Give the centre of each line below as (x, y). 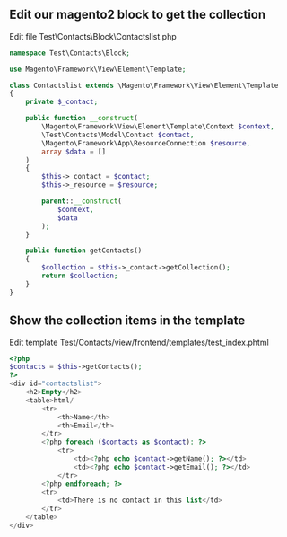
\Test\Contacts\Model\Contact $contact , (118, 135)
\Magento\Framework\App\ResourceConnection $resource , (146, 143)
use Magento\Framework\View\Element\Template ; (98, 69)
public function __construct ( (82, 119)
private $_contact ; (62, 102)
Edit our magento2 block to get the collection (138, 15)
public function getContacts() (84, 251)
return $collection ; (80, 276)
